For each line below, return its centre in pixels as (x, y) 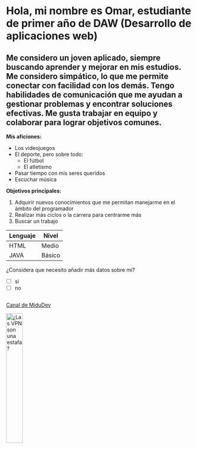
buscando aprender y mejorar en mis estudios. (94, 67)
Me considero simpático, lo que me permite (87, 76)
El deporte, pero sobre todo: (49, 154)
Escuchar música (36, 179)
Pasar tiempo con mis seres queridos (60, 173)
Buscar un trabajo (36, 221)
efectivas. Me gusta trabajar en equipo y (82, 113)
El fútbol (34, 160)
